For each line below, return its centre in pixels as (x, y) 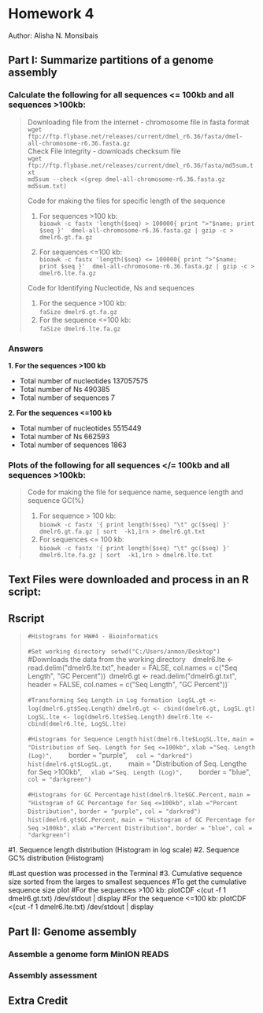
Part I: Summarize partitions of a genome (111, 60)
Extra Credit (38, 1001)
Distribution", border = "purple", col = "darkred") (114, 812)
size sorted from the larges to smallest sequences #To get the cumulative (127, 882)
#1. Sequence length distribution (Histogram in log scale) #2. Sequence (124, 850)
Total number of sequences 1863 (73, 445)
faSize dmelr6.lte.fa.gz (80, 329)
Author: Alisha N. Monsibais (53, 35)
